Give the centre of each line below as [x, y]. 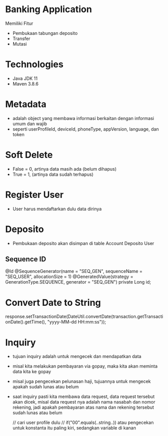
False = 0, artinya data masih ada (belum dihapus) [65, 169]
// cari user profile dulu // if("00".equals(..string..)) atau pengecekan [83, 423]
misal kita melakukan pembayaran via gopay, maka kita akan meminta [85, 366]
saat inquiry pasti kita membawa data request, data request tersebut [83, 397]
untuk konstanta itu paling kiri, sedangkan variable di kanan [74, 428]
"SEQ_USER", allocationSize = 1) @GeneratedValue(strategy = [69, 276]
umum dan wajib [30, 124]
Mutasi [20, 44]
